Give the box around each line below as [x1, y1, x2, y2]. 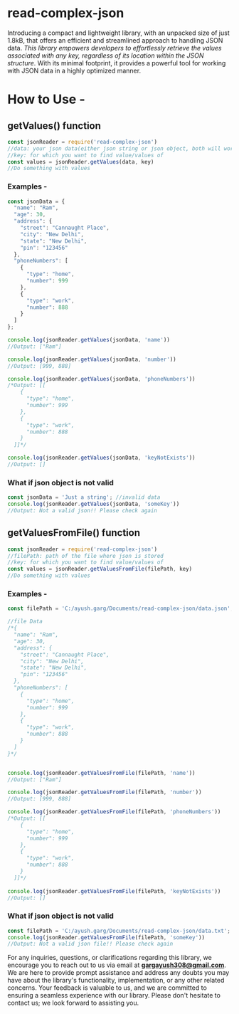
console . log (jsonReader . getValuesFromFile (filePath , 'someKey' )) [7, 934, 205, 941]
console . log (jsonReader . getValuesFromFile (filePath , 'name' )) [7, 769, 196, 776]
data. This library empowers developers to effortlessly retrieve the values [7, 43, 222, 52]
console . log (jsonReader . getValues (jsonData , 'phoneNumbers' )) [7, 375, 196, 382]
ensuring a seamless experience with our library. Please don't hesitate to [7, 991, 221, 1000]
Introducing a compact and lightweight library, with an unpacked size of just [7, 28, 230, 37]
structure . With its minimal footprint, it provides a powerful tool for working [7, 58, 226, 67]
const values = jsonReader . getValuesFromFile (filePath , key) [7, 566, 193, 573]
